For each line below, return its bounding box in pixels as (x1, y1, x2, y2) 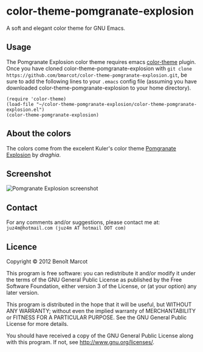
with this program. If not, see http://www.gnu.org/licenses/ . (6, 339, 155, 345)
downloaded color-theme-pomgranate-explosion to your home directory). (6, 84, 191, 91)
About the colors (6, 128, 71, 139)
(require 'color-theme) (6, 96, 67, 102)
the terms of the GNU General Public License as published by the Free (6, 276, 182, 283)
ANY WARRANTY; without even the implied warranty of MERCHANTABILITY (6, 308, 196, 314)
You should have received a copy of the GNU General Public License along (6, 332, 193, 339)
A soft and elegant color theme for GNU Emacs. (6, 24, 126, 32)
